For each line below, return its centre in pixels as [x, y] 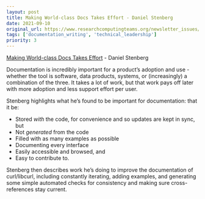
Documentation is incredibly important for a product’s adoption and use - [98, 70]
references [20, 189]
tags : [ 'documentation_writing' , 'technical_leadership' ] [81, 35]
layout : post [23, 12]
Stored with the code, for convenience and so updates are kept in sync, [105, 119]
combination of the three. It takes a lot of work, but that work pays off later [100, 82]
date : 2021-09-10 [28, 23]
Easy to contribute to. [42, 158]
